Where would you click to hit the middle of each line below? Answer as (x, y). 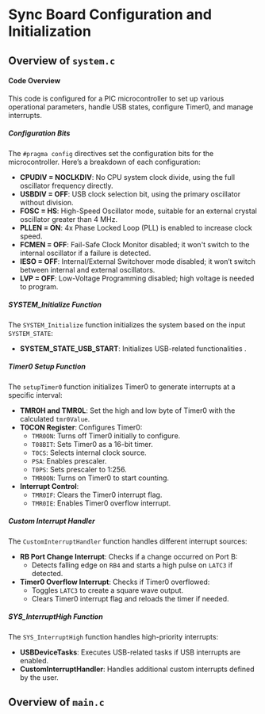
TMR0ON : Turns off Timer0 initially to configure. (106, 435)
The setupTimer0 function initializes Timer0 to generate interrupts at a (122, 387)
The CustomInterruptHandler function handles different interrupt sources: (128, 541)
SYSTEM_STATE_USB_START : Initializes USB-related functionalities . (133, 348)
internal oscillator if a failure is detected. (85, 253)
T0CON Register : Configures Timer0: (81, 427)
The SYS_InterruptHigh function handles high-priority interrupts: (113, 636)
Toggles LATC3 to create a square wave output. (108, 590)
